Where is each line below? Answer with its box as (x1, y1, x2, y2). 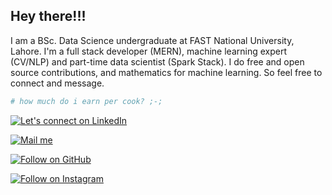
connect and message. (10, 77, 105, 89)
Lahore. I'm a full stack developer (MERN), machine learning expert (10, 45, 287, 57)
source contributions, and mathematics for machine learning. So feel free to (10, 66, 323, 78)
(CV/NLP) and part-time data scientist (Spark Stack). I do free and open (10, 55, 305, 68)
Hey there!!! (10, 8, 87, 25)
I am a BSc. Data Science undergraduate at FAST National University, (10, 34, 295, 46)
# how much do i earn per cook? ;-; (10, 96, 163, 106)
